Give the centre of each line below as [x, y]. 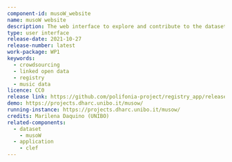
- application [33, 142]
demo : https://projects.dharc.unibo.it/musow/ [75, 103]
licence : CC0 [26, 90]
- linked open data [41, 71]
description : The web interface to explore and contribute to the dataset [117, 26]
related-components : [37, 122]
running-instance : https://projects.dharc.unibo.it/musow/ [94, 110]
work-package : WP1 [33, 52]
